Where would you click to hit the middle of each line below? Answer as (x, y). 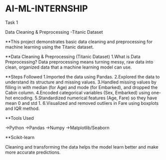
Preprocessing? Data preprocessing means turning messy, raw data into (79, 62)
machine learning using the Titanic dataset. (50, 47)
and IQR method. (22, 108)
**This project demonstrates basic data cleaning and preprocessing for (79, 41)
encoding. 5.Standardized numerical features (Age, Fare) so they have (85, 98)
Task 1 (12, 22)
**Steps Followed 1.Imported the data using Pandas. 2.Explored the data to (83, 77)
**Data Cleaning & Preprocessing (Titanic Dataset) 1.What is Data (73, 56)
